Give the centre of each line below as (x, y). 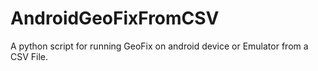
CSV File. (29, 56)
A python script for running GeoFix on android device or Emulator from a (159, 46)
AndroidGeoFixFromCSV (115, 18)
